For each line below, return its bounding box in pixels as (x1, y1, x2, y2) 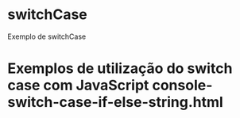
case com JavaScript (7, 77, 149, 94)
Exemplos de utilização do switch (7, 59, 233, 78)
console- (152, 77, 213, 94)
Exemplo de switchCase (7, 32, 87, 41)
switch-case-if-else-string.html (7, 93, 223, 112)
